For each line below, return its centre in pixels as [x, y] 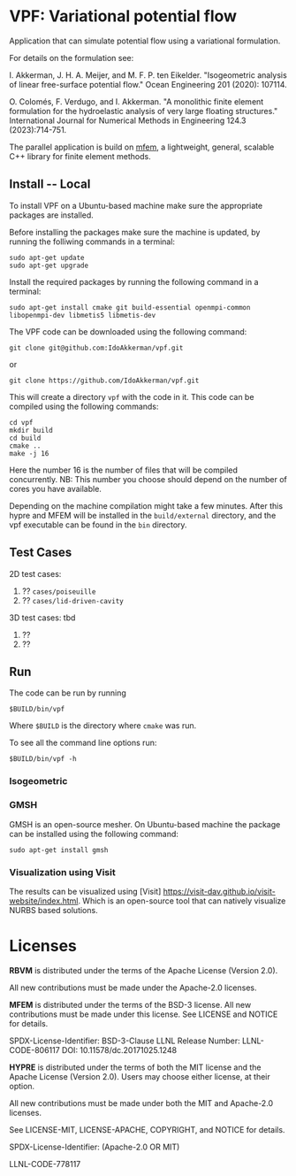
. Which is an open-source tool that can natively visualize [182, 901]
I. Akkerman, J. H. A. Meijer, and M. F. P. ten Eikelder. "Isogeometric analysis [148, 75]
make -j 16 [29, 453]
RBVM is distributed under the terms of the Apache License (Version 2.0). [144, 970]
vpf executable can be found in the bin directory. [98, 525]
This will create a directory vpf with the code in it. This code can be [132, 396]
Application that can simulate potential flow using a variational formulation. [145, 41]
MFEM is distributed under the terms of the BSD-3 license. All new [130, 1004]
